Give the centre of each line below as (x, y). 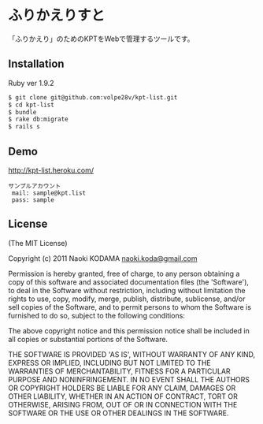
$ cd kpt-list (31, 105)
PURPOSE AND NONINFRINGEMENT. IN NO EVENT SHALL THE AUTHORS (129, 379)
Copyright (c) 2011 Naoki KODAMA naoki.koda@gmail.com (103, 258)
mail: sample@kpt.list (49, 193)
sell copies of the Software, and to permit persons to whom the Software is (130, 307)
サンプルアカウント (35, 186)
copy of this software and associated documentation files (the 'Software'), (129, 282)
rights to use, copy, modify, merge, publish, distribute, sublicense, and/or (127, 299)
